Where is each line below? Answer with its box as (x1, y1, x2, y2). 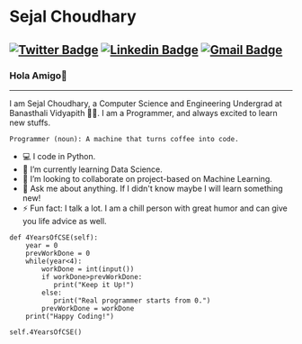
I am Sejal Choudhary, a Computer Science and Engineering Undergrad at (9, 97, 282, 109)
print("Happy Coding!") (25, 312, 115, 321)
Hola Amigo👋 (9, 69, 67, 82)
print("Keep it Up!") (53, 280, 135, 289)
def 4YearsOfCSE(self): (9, 232, 99, 242)
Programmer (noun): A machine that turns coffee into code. (9, 134, 240, 143)
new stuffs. (9, 117, 51, 128)
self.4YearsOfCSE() (9, 327, 83, 337)
